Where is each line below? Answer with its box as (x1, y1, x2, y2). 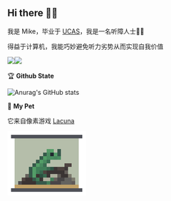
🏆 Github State (7, 71, 55, 80)
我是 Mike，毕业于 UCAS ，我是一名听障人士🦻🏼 (7, 26, 145, 36)
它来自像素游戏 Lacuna (7, 116, 75, 125)
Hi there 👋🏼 (7, 7, 58, 19)
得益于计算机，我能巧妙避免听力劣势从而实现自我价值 (7, 42, 164, 51)
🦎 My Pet (7, 101, 35, 110)
